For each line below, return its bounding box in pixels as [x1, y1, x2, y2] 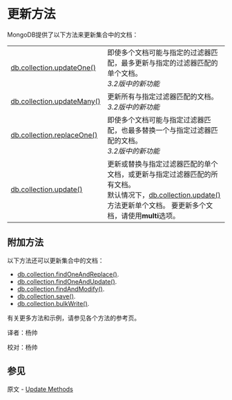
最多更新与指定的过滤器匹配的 [120, 58, 218, 68]
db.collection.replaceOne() [10, 130, 98, 140]
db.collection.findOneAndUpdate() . [17, 277, 117, 285]
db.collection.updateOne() [10, 63, 97, 73]
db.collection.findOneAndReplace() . [17, 270, 119, 278]
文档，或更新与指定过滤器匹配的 [106, 169, 211, 179]
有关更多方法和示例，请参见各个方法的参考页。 [7, 314, 140, 322]
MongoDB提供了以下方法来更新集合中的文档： [7, 30, 139, 39]
